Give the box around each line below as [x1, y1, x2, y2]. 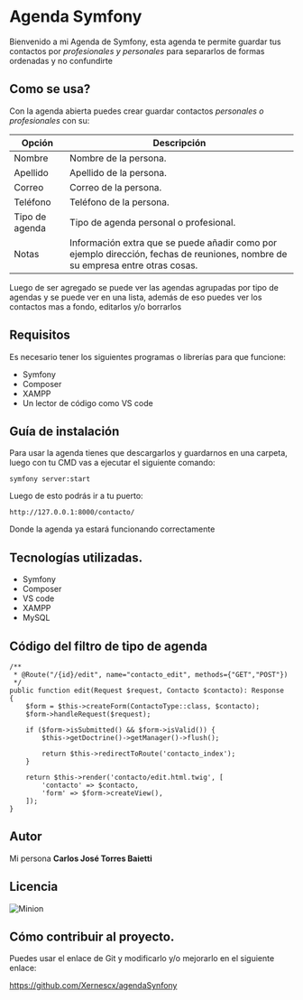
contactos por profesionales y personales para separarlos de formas [9, 45, 265, 56]
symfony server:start [9, 475, 91, 484]
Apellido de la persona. [69, 166, 167, 179]
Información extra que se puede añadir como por [69, 236, 278, 249]
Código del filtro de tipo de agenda [9, 638, 208, 653]
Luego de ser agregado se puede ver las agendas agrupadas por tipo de [9, 282, 280, 292]
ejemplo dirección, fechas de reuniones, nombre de [69, 247, 288, 260]
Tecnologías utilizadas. [9, 550, 142, 565]
